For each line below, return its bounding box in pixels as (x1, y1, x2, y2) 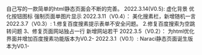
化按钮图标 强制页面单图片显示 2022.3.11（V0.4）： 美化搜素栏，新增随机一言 (6, 13, 196, 20)
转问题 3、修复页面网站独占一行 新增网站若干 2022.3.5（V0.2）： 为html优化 (6, 27, 195, 35)
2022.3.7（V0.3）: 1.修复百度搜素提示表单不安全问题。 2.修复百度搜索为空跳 (6, 20, 195, 27)
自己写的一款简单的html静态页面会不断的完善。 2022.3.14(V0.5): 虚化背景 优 (6, 5, 195, 12)
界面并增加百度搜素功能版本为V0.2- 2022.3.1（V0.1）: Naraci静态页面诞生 (6, 35, 188, 42)
